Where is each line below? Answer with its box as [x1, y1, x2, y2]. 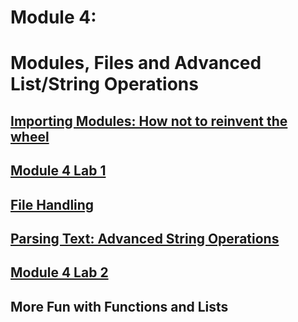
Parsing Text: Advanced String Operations [10, 230, 280, 247]
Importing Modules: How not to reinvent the [10, 112, 288, 130]
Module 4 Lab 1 [10, 162, 107, 180]
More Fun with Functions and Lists [10, 298, 229, 315]
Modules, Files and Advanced [10, 52, 262, 75]
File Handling [10, 196, 95, 213]
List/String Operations [10, 73, 199, 96]
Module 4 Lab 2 [10, 264, 109, 281]
